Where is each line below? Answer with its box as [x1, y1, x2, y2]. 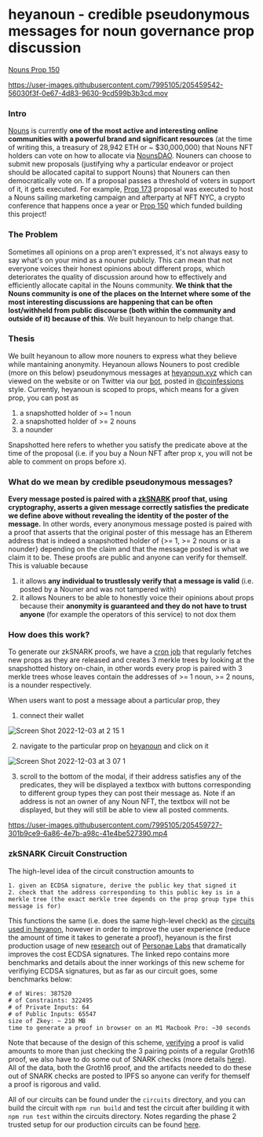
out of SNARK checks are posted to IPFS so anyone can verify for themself [8, 1071, 250, 1080]
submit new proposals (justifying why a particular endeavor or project [8, 160, 234, 169]
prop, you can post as [8, 393, 79, 402]
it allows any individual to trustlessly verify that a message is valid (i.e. [19, 576, 254, 586]
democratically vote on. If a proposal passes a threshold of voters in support [8, 176, 255, 185]
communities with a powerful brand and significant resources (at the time [8, 134, 253, 144]
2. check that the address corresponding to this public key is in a [8, 888, 241, 897]
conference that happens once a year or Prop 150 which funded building [8, 201, 243, 211]
